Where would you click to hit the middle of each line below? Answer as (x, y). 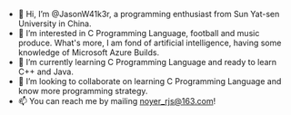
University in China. (55, 24)
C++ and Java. (46, 72)
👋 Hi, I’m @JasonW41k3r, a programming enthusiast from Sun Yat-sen (149, 14)
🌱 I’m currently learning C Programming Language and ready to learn (147, 62)
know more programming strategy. (83, 91)
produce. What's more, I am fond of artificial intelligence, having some (150, 43)
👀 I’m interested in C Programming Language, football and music (139, 33)
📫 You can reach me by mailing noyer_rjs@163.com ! (117, 101)
